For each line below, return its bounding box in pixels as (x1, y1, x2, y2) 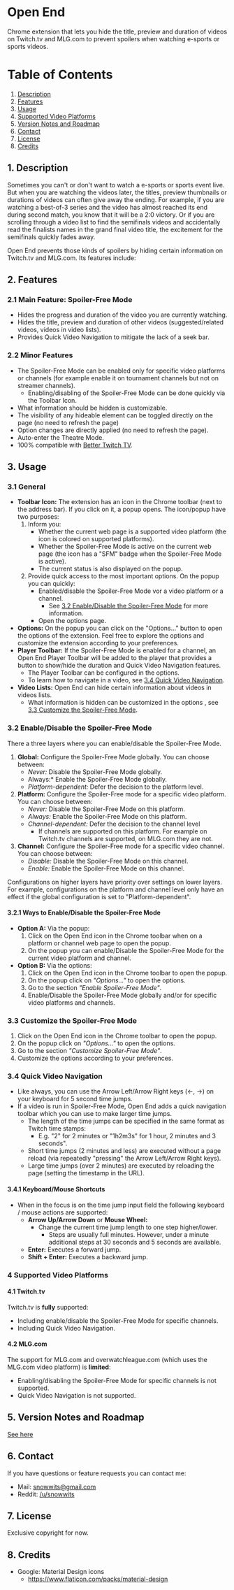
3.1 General (7, 482, 46, 492)
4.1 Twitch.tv (7, 1287, 45, 1296)
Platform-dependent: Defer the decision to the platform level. (27, 782, 204, 791)
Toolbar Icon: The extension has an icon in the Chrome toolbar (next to (17, 498, 222, 506)
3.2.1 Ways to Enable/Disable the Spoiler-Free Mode (7, 908, 161, 917)
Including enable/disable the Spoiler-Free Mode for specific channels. (17, 1316, 219, 1325)
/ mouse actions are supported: (17, 1208, 108, 1217)
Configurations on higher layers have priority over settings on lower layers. (7, 878, 222, 886)
